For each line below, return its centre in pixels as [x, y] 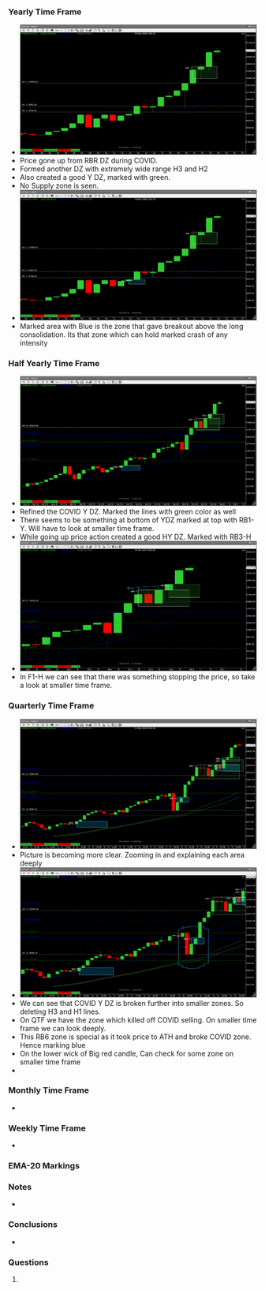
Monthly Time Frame [49, 1090]
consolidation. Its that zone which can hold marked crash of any [124, 335]
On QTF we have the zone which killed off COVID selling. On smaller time [138, 1019]
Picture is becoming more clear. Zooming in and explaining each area [132, 855]
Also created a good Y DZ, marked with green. [95, 177]
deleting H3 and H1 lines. [60, 1011]
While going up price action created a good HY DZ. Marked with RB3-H [135, 537]
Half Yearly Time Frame [54, 363]
